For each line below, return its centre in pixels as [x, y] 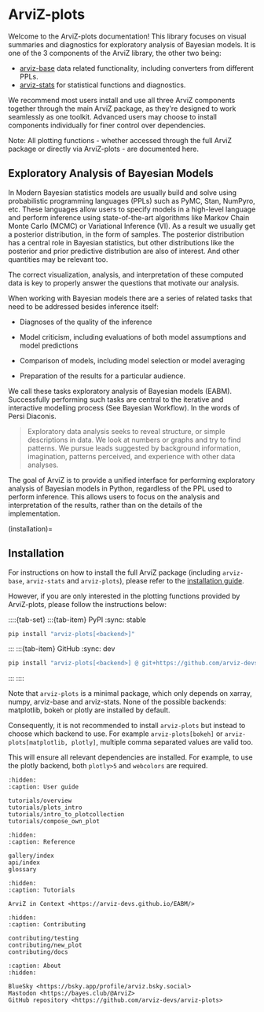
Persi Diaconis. [32, 416]
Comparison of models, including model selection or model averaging [132, 360]
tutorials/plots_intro [45, 808]
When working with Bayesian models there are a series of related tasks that [130, 298]
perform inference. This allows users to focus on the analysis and [114, 496]
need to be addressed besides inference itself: [83, 306]
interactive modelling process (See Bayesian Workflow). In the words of [124, 407]
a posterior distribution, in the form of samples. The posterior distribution [126, 234]
